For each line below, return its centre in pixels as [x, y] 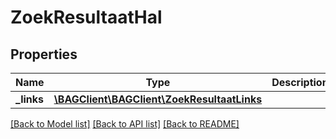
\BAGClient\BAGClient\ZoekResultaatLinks [158, 99]
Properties [44, 54]
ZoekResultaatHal [86, 17]
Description [300, 82]
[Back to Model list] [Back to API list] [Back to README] [125, 124]
